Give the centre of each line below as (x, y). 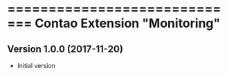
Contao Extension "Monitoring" (127, 23)
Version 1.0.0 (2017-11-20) (65, 49)
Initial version (36, 66)
